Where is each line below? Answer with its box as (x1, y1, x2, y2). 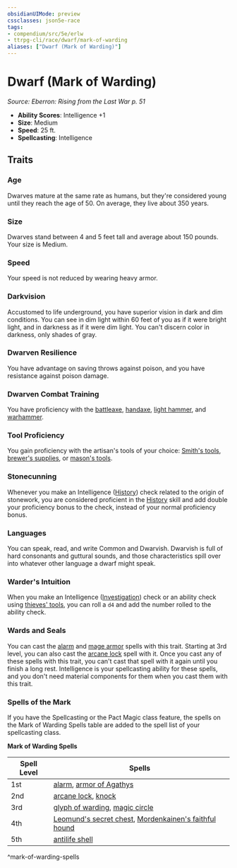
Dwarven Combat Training (7, 389, 99, 399)
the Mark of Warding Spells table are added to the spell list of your (7, 720, 200, 729)
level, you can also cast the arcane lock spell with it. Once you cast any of (7, 649, 222, 658)
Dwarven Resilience (7, 348, 78, 358)
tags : (7, 23, 23, 30)
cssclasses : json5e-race (7, 17, 80, 24)
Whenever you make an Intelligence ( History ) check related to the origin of (7, 488, 224, 496)
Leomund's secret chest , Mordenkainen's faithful (53, 813, 217, 823)
